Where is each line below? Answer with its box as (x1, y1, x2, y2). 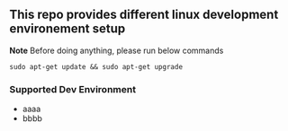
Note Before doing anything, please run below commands (9, 45, 224, 56)
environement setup (9, 22, 126, 37)
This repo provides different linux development (9, 7, 279, 22)
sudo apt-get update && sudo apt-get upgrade (9, 62, 183, 71)
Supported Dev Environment (9, 83, 137, 95)
